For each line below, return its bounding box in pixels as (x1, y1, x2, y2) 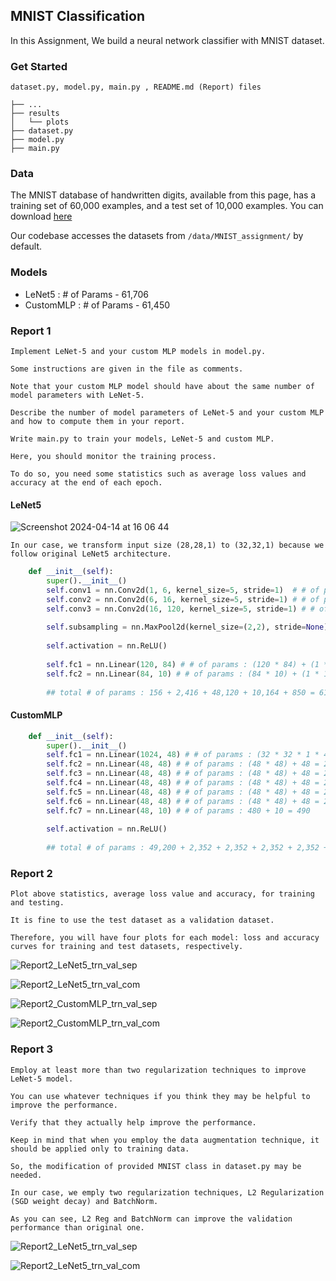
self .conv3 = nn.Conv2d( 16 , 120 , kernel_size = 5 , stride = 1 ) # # (46, 604, 315, 614)
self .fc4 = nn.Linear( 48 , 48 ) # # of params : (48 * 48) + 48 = (46, 778, 320, 788)
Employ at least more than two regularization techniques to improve (10, 1065, 307, 1075)
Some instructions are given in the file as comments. (10, 364, 244, 374)
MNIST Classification (10, 8, 145, 25)
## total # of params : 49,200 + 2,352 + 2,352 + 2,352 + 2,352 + (46, 843, 329, 853)
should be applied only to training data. (10, 1144, 190, 1154)
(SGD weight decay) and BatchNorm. (10, 1196, 159, 1206)
